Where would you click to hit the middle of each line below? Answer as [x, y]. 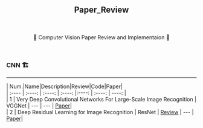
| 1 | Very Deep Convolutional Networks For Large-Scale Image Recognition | [101, 99]
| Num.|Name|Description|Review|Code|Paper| [64, 86]
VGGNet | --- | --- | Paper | [39, 106]
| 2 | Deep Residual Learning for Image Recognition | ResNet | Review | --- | [100, 112]
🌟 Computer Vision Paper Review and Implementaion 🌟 [101, 37]
